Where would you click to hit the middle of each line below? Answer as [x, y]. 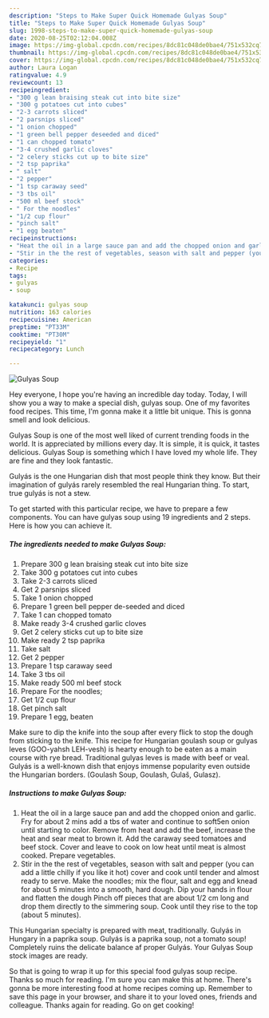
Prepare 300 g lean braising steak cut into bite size [104, 564]
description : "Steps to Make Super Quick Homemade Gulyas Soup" [118, 16]
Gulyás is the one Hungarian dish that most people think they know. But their [135, 477]
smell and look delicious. [49, 420]
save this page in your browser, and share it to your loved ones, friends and [133, 997]
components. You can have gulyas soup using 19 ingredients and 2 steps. [130, 517]
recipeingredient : [40, 90]
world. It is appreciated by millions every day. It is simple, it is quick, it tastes [134, 444]
